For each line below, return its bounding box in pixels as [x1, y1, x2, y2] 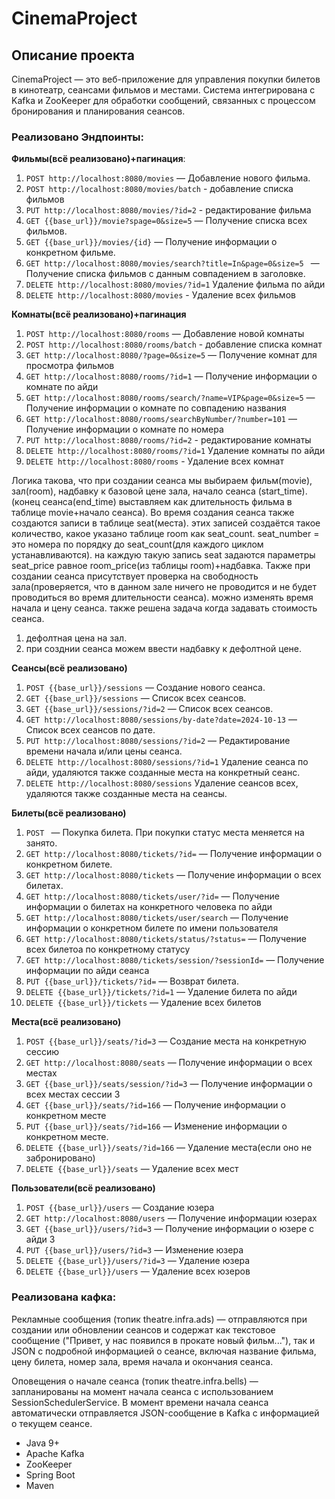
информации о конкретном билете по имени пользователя [25, 922, 279, 934]
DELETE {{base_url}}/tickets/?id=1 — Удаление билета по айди [25, 986, 298, 998]
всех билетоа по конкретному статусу [25, 943, 191, 956]
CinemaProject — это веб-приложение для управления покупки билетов [11, 73, 321, 85]
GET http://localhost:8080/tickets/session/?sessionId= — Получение [25, 954, 325, 966]
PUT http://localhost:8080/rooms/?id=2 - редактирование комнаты [25, 434, 312, 446]
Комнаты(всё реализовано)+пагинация [11, 308, 187, 321]
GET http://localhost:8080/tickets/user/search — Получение [25, 912, 289, 924]
